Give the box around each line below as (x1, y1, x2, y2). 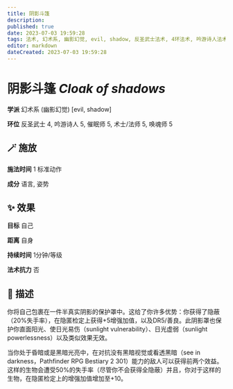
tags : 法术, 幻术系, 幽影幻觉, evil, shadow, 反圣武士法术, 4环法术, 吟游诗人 (7, 36, 217, 43)
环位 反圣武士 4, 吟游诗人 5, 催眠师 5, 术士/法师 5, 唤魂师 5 (7, 119, 173, 128)
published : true (7, 23, 54, 30)
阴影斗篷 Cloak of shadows (7, 81, 166, 97)
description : (7, 17, 45, 24)
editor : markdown (7, 42, 58, 49)
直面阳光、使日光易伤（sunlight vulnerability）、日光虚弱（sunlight (19, 325, 208, 334)
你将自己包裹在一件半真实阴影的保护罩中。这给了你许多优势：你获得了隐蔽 (7, 308, 220, 316)
